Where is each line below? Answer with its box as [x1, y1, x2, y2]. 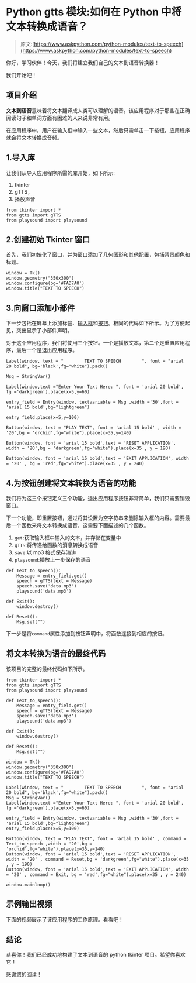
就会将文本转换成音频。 [6, 134, 62, 141]
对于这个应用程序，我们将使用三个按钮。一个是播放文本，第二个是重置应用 [6, 339, 185, 346]
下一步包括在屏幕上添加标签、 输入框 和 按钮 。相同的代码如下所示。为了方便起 [6, 319, 190, 326]
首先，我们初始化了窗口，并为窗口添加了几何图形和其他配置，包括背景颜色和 [6, 251, 190, 258]
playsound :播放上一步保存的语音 [14, 556, 92, 563]
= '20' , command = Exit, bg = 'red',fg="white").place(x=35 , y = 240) [6, 871, 187, 878]
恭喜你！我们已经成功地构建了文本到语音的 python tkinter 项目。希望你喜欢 [6, 951, 185, 958]
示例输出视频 [6, 899, 52, 909]
